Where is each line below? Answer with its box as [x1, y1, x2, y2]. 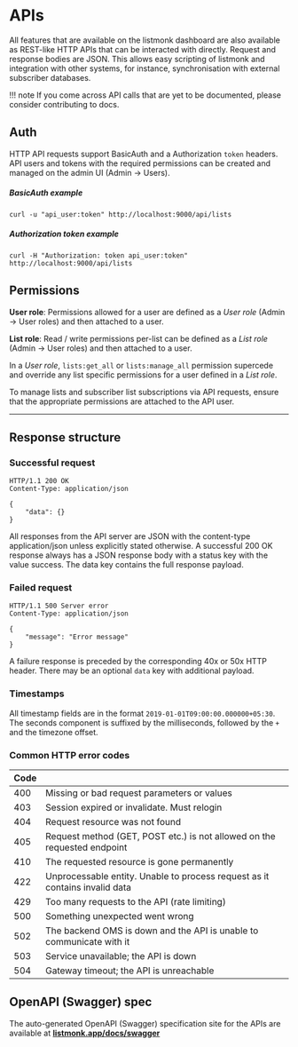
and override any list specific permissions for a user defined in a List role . [9, 369, 278, 380]
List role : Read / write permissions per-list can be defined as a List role [9, 333, 269, 344]
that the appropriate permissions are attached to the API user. [9, 396, 235, 407]
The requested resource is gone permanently [45, 856, 234, 869]
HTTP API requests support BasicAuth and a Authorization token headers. [9, 148, 278, 159]
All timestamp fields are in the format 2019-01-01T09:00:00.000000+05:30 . [9, 708, 276, 718]
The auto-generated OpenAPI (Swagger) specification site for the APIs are [9, 1018, 281, 1028]
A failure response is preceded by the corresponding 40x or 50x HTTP [9, 656, 268, 667]
